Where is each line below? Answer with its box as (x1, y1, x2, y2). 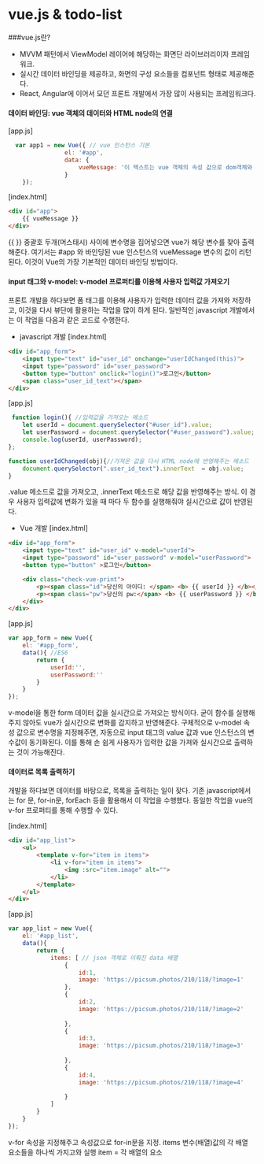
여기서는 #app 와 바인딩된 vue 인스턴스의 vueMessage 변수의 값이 (31, 247, 237, 257)
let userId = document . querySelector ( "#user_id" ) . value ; (22, 421, 213, 429)
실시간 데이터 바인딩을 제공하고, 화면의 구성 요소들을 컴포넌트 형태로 (19, 69, 228, 78)
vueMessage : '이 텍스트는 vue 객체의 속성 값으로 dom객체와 (78, 163, 253, 171)
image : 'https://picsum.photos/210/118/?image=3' (78, 1042, 244, 1050)
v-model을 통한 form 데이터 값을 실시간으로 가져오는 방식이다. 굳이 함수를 (8, 708, 234, 717)
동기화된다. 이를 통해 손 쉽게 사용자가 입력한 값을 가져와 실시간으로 (28, 738, 233, 747)
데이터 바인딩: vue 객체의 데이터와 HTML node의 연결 (8, 108, 173, 117)
